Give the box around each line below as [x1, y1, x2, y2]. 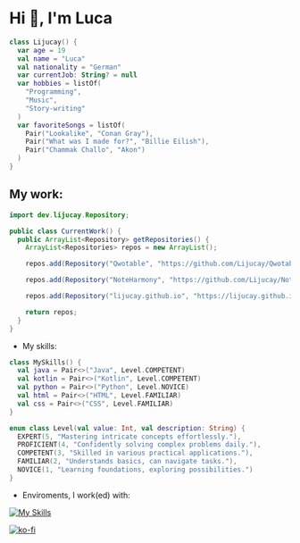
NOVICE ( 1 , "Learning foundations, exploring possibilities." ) [17, 465, 254, 474]
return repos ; [25, 307, 78, 316]
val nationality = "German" [17, 63, 122, 71]
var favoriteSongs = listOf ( [17, 121, 126, 129]
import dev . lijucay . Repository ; [9, 210, 129, 220]
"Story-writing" [25, 104, 87, 113]
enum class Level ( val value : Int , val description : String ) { [9, 423, 246, 432]
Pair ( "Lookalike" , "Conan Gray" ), [25, 129, 154, 138]
